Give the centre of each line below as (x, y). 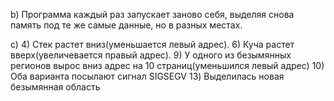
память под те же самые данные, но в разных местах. (126, 25)
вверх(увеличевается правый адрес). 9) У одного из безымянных (151, 55)
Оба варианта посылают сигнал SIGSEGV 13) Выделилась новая (147, 76)
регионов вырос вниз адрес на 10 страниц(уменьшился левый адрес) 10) (167, 65)
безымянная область (55, 87)
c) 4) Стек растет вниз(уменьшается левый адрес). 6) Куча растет (152, 44)
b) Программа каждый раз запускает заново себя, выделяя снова (152, 14)
